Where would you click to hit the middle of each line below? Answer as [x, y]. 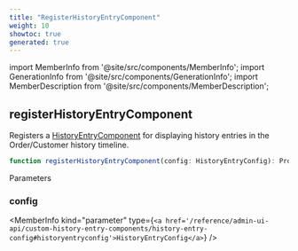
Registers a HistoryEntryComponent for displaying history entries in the [140, 136]
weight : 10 [29, 26]
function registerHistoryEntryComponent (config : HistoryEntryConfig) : [142, 161]
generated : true [39, 42]
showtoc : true [35, 34]
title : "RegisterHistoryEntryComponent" [85, 17]
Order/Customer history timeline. [69, 145]
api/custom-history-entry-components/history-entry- [109, 229]
